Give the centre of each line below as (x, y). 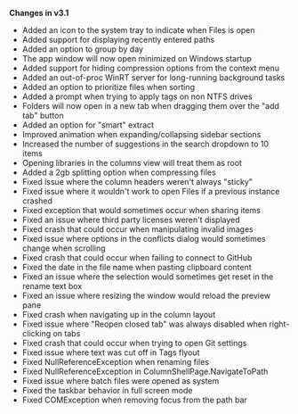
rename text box (52, 286)
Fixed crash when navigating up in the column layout (119, 315)
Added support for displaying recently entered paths (118, 40)
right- (279, 324)
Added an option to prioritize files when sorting (109, 87)
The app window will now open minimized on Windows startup (137, 58)
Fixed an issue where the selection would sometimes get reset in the (148, 277)
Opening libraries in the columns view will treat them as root (132, 163)
